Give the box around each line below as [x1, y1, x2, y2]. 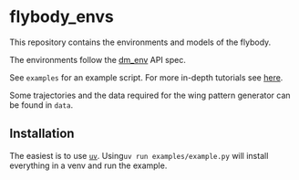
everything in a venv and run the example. [9, 160, 168, 171]
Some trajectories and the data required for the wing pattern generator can [9, 90, 291, 101]
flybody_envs [9, 6, 114, 27]
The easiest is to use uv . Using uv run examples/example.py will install [9, 150, 269, 161]
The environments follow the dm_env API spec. [9, 54, 187, 65]
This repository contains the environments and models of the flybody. [9, 37, 272, 48]
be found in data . [9, 99, 74, 111]
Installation [9, 126, 75, 142]
